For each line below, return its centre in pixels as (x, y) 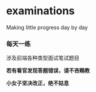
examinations (41, 11)
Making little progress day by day (47, 27)
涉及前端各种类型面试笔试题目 (43, 58)
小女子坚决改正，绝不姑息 (38, 83)
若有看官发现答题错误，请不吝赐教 (48, 71)
